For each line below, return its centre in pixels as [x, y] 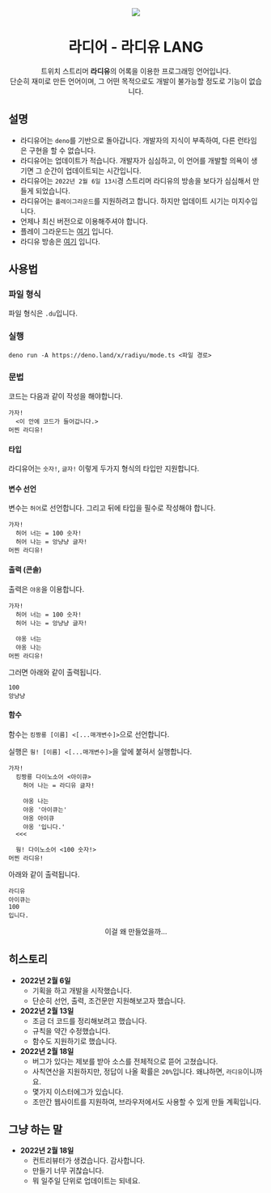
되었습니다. [53, 191]
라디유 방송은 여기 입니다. [60, 241]
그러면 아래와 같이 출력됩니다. [55, 672]
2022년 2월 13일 [47, 1010]
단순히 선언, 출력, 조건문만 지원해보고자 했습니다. [109, 1001]
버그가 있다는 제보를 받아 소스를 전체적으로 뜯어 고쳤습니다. [125, 1061]
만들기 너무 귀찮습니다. [68, 1171]
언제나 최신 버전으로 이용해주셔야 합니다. [84, 221]
